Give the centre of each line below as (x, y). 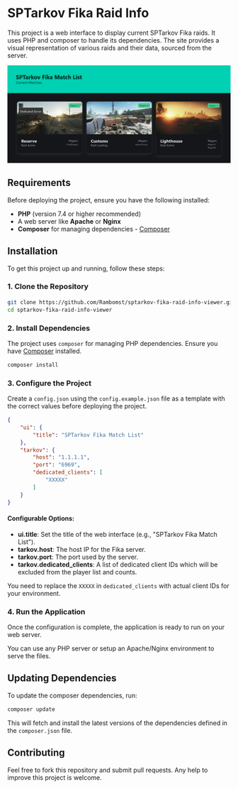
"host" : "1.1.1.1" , (62, 457)
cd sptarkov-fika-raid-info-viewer (60, 310)
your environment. (34, 593)
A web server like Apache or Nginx (69, 221)
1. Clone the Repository (48, 287)
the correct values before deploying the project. (77, 406)
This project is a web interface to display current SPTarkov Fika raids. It (112, 33)
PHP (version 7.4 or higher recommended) (79, 214)
